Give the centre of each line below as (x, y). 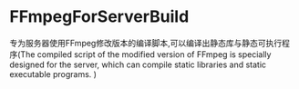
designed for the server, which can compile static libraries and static (138, 64)
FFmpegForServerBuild (99, 17)
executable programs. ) (53, 74)
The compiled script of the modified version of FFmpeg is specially (146, 54)
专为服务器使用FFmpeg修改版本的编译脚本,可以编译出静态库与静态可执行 (146, 43)
